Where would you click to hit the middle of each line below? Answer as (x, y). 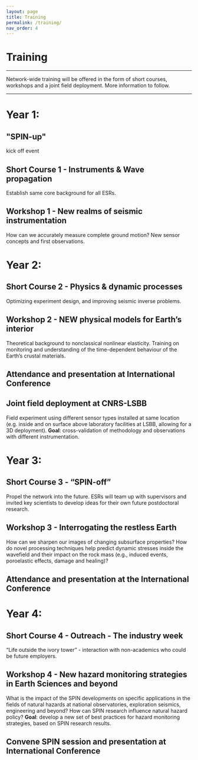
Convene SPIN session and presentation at (86, 742)
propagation (29, 179)
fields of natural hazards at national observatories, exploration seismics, (93, 704)
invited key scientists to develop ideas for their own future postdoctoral (93, 502)
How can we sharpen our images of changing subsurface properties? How (97, 542)
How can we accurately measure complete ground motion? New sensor (93, 235)
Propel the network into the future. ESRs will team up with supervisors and (96, 496)
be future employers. (32, 656)
